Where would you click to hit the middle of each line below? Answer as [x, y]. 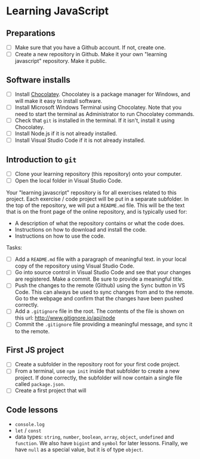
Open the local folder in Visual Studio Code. [69, 181]
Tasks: [14, 248]
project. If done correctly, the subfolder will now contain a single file [99, 378]
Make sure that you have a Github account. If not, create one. [90, 47]
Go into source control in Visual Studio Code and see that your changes [103, 272]
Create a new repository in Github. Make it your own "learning [91, 54]
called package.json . [40, 384]
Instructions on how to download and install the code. [81, 230]
